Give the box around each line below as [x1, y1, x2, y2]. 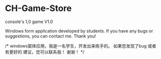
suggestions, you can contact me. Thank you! [5, 33, 96, 39]
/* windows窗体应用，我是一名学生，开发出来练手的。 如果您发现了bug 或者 [5, 43, 156, 48]
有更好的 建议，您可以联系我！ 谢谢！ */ [5, 49, 85, 55]
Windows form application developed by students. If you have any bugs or [5, 28, 153, 34]
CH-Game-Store [5, 3, 72, 14]
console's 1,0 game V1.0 [5, 19, 53, 24]
